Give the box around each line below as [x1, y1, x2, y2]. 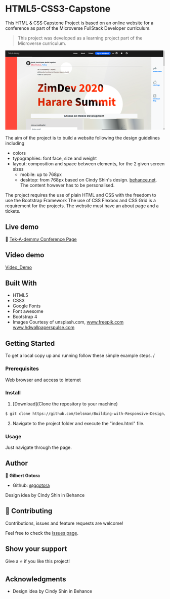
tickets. [5, 208, 21, 214]
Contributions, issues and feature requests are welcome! [5, 520, 123, 526]
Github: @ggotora [12, 482, 50, 488]
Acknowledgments [5, 575, 67, 583]
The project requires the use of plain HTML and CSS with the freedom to [5, 192, 156, 198]
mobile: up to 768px [20, 171, 62, 177]
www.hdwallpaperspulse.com [12, 325, 75, 331]
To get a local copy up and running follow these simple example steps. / [5, 352, 155, 359]
